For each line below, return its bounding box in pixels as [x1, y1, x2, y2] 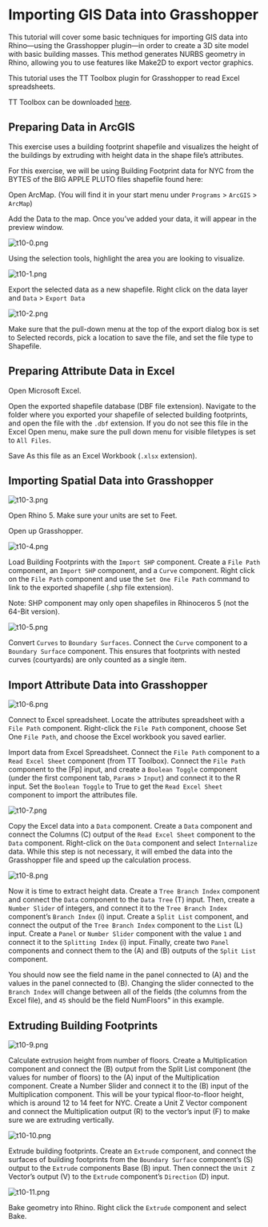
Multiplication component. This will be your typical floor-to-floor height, [8, 1090, 244, 1099]
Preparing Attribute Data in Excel [8, 365, 175, 378]
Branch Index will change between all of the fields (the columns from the [8, 987, 247, 997]
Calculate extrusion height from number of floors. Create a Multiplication [8, 1055, 248, 1065]
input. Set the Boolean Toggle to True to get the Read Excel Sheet [8, 781, 223, 791]
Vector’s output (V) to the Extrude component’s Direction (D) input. [8, 1172, 230, 1181]
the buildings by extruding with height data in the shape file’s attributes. [8, 150, 244, 159]
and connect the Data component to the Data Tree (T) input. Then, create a [8, 895, 255, 905]
